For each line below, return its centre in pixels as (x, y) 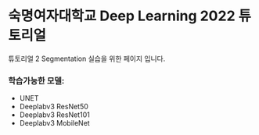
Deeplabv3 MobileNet (54, 123)
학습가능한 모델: (36, 80)
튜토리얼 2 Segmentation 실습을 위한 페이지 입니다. (87, 59)
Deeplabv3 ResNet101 (54, 115)
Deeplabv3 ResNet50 (54, 107)
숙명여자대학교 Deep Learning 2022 (122, 16)
